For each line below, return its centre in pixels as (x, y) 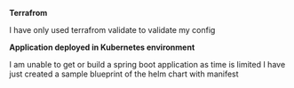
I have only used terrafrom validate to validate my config (112, 30)
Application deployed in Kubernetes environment (102, 47)
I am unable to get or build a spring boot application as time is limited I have (147, 64)
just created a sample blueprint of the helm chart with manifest (124, 74)
